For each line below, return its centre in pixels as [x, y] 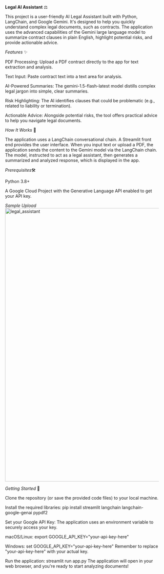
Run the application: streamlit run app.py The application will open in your [79, 561]
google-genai [19, 513]
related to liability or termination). [38, 106]
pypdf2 [41, 513]
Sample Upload [21, 206]
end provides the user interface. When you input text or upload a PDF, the [79, 145]
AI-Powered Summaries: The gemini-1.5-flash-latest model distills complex [80, 86]
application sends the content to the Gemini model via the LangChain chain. [81, 150]
